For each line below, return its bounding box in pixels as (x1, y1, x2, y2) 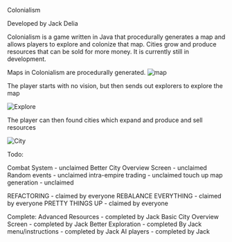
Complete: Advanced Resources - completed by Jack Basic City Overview (7, 213, 220, 221)
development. (7, 55, 46, 63)
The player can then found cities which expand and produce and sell (7, 116, 203, 124)
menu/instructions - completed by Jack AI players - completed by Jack (7, 227, 210, 235)
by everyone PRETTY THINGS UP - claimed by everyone (7, 199, 168, 207)
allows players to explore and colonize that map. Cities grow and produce (7, 40, 217, 48)
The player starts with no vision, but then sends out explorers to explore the (7, 82, 224, 89)
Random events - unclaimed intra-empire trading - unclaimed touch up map (7, 171, 223, 179)
